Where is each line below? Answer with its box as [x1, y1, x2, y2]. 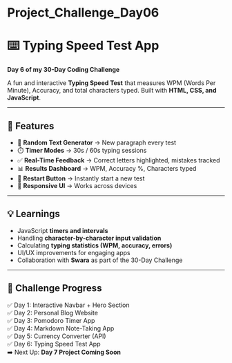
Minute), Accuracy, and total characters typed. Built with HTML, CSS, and [7, 86, 217, 95]
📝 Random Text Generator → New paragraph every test [17, 138, 177, 147]
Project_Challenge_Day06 [7, 5, 159, 21]
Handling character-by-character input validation [17, 234, 162, 242]
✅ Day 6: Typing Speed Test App [7, 339, 101, 348]
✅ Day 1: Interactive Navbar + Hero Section [7, 301, 130, 309]
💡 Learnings [7, 208, 61, 220]
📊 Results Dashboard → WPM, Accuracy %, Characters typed [17, 164, 197, 172]
